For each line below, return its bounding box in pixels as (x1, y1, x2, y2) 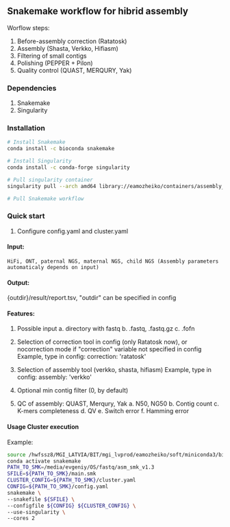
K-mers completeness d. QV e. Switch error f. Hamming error (16, 407, 190, 415)
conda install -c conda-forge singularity (7, 164, 130, 171)
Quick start (7, 211, 46, 221)
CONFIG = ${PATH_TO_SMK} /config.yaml (7, 483, 109, 490)
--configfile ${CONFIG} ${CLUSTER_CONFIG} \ (7, 502, 136, 509)
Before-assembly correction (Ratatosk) (16, 37, 127, 45)
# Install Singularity (7, 158, 72, 165)
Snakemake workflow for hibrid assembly (7, 5, 188, 17)
